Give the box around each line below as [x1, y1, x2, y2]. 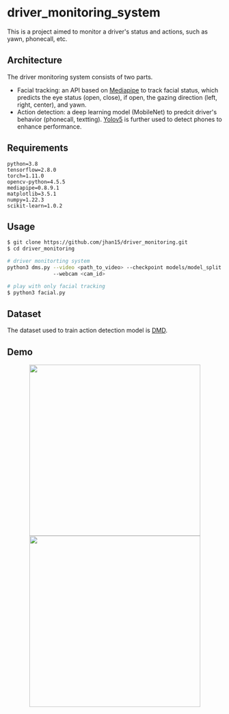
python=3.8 [7, 160, 38, 167]
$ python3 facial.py [7, 289, 66, 296]
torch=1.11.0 [7, 173, 44, 179]
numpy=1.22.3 [7, 196, 44, 203]
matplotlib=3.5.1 [7, 190, 57, 197]
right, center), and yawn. [16, 101, 87, 109]
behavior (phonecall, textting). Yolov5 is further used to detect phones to [16, 115, 222, 123]
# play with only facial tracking [7, 283, 106, 290]
